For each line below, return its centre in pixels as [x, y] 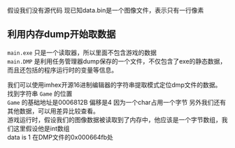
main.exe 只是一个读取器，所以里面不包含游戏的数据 [82, 52]
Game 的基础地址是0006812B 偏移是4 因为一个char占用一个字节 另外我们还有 [117, 102]
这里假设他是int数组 [41, 128]
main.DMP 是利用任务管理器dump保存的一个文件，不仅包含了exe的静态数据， [117, 61]
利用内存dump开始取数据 [62, 35]
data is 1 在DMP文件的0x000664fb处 [60, 137]
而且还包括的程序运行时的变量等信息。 [62, 70]
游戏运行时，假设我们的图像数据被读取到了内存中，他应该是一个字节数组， [114, 119]
